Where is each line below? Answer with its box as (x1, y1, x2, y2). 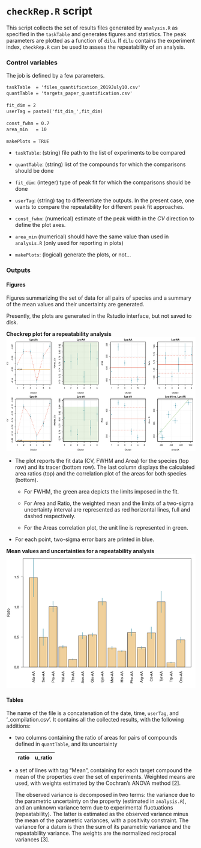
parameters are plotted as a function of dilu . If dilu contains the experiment (6, 37, 195, 44)
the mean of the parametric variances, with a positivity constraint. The (14, 817, 189, 824)
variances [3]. (14, 836, 50, 843)
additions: (6, 722, 31, 729)
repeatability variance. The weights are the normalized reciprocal (14, 829, 176, 837)
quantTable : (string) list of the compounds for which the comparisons (14, 161, 186, 168)
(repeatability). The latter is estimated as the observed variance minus (14, 811, 189, 818)
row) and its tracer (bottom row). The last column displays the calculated (14, 463, 195, 471)
